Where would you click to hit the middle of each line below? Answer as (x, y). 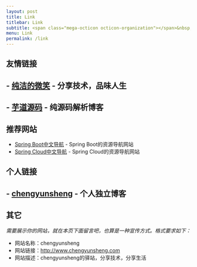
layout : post (22, 11)
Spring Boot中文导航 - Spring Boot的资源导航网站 (74, 144)
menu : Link (19, 33)
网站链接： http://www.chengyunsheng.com (67, 250)
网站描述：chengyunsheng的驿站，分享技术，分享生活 (80, 258)
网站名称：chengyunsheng (47, 243)
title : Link (21, 17)
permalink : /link (27, 39)
